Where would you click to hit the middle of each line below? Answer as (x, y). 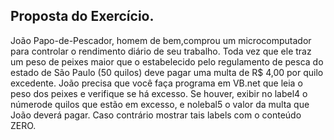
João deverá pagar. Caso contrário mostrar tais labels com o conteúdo (156, 115)
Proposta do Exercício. (82, 16)
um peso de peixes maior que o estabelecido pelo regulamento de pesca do (167, 61)
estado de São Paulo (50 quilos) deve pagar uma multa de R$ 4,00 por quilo (167, 72)
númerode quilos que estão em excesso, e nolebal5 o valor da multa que (160, 104)
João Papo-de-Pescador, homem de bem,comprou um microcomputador (161, 40)
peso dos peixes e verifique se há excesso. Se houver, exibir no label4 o (159, 93)
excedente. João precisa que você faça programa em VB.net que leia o (156, 83)
